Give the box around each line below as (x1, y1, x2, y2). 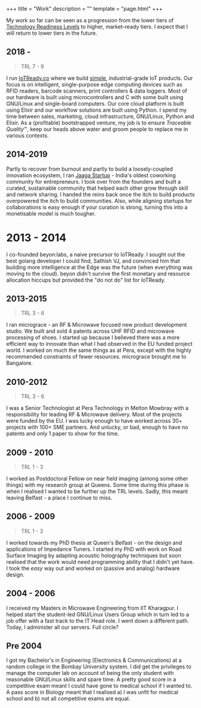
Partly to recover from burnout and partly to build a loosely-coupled (6, 165, 173, 172)
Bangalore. (6, 360, 33, 367)
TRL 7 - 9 (20, 62, 44, 70)
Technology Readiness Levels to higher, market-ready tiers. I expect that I (6, 23, 188, 30)
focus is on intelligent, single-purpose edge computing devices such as (6, 80, 182, 88)
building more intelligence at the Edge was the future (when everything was (6, 264, 193, 271)
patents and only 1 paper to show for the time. (6, 430, 120, 437)
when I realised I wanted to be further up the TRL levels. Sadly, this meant (6, 488, 188, 495)
